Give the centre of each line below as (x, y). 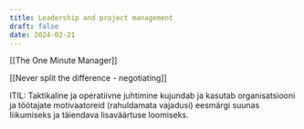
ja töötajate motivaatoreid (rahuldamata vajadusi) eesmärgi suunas (135, 105)
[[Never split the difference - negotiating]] (88, 78)
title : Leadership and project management (91, 18)
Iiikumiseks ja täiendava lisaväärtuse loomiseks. (99, 115)
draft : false (34, 26)
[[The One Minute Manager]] (63, 61)
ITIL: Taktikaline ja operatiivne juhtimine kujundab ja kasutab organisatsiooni (152, 95)
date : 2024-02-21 (42, 35)
